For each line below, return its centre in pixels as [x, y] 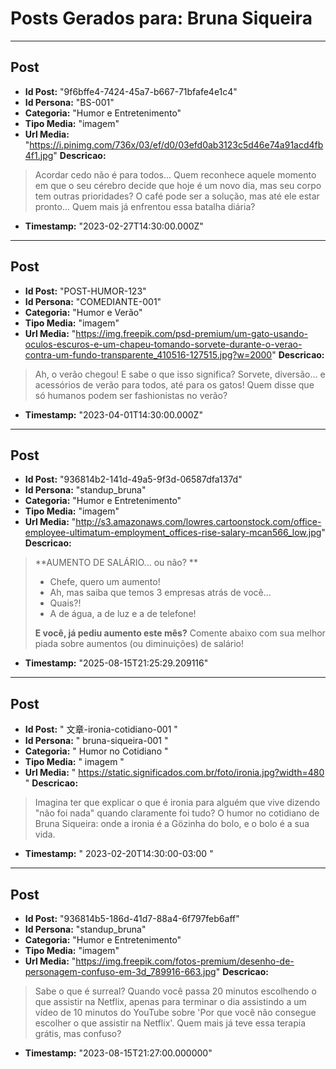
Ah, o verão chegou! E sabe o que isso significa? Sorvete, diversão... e [180, 374]
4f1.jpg [39, 155]
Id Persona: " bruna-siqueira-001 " [96, 741]
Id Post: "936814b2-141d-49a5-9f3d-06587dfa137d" [133, 479]
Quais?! [65, 603]
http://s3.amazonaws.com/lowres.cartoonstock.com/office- [198, 522]
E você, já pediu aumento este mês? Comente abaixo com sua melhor [180, 633]
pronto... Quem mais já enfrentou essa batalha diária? [145, 206]
